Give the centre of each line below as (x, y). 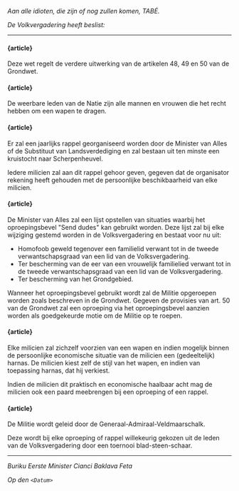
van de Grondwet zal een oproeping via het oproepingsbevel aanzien (108, 308)
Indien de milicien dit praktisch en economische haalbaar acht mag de (110, 385)
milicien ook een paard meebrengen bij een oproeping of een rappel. (108, 392)
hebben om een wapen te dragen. (57, 111)
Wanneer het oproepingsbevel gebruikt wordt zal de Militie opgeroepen (112, 293)
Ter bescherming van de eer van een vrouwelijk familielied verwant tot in (124, 263)
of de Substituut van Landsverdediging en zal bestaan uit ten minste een (113, 151)
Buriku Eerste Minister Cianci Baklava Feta (70, 466)
